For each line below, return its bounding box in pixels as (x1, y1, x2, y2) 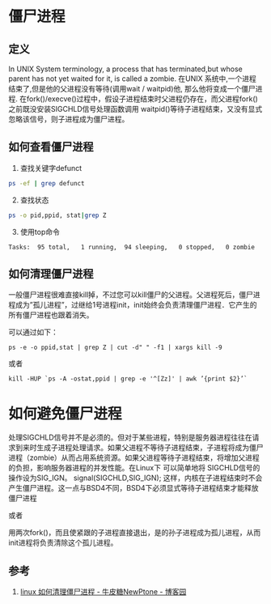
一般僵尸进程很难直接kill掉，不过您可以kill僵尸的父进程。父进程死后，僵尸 (8, 290, 253, 300)
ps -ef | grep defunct (8, 179, 85, 187)
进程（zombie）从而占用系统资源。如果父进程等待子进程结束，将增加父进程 (8, 453, 260, 462)
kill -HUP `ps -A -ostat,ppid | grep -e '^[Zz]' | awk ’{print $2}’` (8, 375, 248, 383)
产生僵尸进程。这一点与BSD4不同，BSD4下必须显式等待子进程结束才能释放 (8, 483, 259, 493)
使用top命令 (19, 227, 61, 236)
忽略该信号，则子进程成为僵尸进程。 (8, 114, 129, 124)
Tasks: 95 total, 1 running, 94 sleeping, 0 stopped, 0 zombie (8, 243, 255, 251)
